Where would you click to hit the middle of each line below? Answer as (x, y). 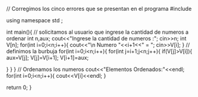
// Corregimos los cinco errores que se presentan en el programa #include (99, 9)
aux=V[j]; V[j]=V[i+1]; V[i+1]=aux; (48, 58)
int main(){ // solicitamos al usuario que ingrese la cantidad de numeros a (97, 32)
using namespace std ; (35, 20)
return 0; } (19, 87)
